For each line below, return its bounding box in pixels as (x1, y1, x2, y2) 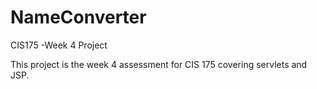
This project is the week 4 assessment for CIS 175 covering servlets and (10, 58, 308, 70)
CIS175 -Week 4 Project (10, 39, 108, 51)
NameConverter (10, 6, 147, 29)
